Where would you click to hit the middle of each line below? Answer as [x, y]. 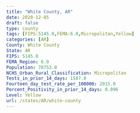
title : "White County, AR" [40, 12]
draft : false [22, 23]
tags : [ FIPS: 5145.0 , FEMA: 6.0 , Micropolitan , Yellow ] [70, 34]
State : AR [18, 51]
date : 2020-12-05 [28, 17]
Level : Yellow [24, 95]
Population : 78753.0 [32, 67]
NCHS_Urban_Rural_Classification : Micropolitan [66, 73]
